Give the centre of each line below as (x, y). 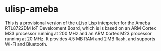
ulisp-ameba (32, 9)
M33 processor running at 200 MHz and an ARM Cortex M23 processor (79, 33)
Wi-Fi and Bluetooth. (26, 44)
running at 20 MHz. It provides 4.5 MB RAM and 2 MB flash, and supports (80, 39)
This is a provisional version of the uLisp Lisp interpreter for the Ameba (78, 23)
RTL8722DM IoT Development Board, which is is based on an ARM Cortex (80, 28)
